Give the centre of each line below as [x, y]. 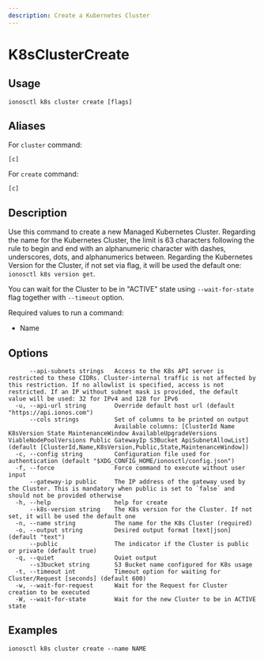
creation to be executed [49, 593]
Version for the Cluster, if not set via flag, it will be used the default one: [125, 265]
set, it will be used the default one [72, 517]
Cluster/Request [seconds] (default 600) [77, 579]
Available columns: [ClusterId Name [175, 427]
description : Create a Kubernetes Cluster [79, 15]
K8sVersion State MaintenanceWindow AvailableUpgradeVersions [113, 434]
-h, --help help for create [92, 503]
